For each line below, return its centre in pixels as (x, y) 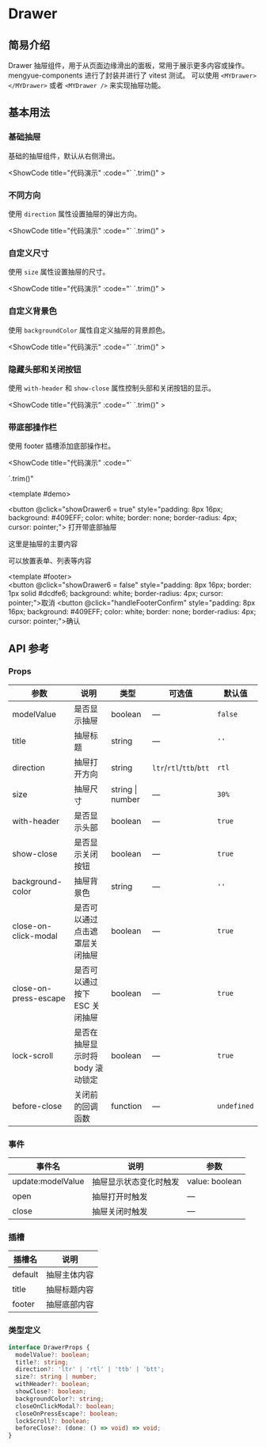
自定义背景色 (33, 311)
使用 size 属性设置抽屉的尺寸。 (59, 272)
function (126, 1106)
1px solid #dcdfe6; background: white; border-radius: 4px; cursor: (116, 594)
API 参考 (29, 649)
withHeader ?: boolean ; (53, 1384)
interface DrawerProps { (49, 1347)
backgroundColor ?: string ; (60, 1399)
